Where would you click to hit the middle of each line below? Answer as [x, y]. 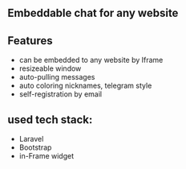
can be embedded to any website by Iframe [91, 60]
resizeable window [50, 68]
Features [30, 41]
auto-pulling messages [57, 77]
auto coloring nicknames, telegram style [85, 86]
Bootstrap [35, 147]
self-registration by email [60, 94]
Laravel [31, 139]
